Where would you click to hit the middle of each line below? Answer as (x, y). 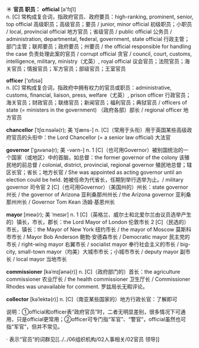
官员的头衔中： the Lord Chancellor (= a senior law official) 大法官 (91, 137)
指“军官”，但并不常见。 (35, 327)
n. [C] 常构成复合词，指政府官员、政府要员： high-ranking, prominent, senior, (100, 17)
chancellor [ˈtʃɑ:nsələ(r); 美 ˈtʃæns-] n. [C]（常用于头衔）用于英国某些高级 (97, 130)
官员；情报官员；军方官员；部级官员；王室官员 (68, 69)
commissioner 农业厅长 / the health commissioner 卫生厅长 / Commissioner (98, 279)
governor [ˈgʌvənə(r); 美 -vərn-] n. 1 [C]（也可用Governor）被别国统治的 (95, 150)
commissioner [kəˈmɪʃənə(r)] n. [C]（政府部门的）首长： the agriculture (93, 272)
